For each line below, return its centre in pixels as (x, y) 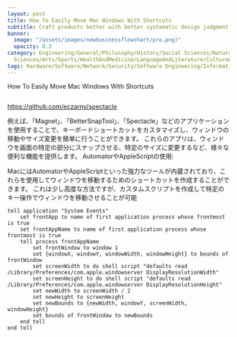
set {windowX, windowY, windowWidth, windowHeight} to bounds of (131, 254)
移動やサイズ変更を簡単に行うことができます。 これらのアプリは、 (104, 139)
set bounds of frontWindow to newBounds (93, 316)
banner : (19, 33)
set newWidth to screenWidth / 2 (82, 291)
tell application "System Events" (58, 211)
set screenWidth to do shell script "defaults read (110, 267)
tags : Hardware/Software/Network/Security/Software (85, 66)
